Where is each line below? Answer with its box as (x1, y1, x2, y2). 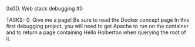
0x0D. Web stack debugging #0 (6, 5, 83, 12)
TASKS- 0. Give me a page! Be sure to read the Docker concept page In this (6, 16, 190, 23)
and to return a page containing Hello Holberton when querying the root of (6, 29, 186, 36)
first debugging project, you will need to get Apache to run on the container (6, 23, 189, 29)
